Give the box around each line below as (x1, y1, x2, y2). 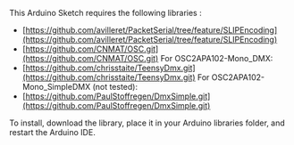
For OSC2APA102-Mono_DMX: (160, 53, 273, 63)
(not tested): (92, 82, 139, 92)
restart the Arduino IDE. (9, 127, 96, 137)
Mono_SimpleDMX (21, 82, 91, 92)
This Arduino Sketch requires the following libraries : (9, 8, 203, 18)
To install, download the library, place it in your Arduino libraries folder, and (9, 117, 286, 128)
